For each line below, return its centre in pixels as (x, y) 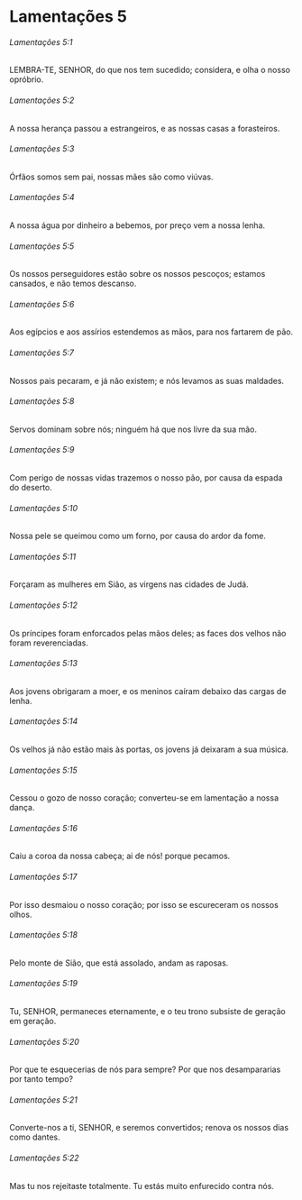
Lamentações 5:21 (44, 1099)
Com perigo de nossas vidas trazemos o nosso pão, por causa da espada (146, 478)
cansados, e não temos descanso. (73, 284)
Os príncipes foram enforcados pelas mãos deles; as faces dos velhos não (148, 633)
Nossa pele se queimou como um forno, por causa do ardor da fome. (137, 536)
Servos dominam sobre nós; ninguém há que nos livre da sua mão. (133, 429)
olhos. (21, 914)
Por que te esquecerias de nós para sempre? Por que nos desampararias (145, 1069)
